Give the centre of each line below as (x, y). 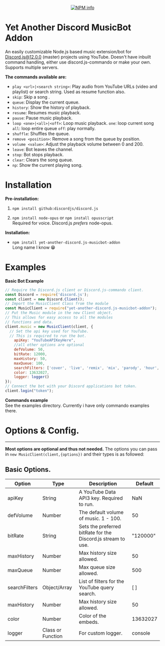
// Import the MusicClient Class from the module (57, 304)
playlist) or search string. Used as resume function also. (69, 92)
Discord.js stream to (102, 538)
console (141, 633)
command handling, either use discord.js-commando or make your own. (78, 62)
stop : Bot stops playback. (38, 154)
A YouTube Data (97, 492)
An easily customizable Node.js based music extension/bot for (68, 51)
